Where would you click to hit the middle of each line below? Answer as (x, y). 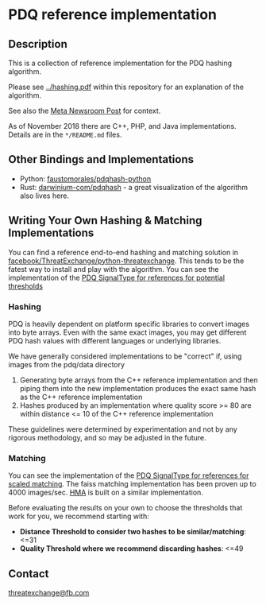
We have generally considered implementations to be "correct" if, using (125, 356)
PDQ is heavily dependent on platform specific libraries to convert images (129, 324)
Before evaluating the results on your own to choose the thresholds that (125, 508)
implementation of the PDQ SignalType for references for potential (116, 277)
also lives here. (44, 196)
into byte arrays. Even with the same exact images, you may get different (127, 332)
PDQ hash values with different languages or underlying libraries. (115, 340)
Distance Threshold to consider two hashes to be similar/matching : (133, 532)
